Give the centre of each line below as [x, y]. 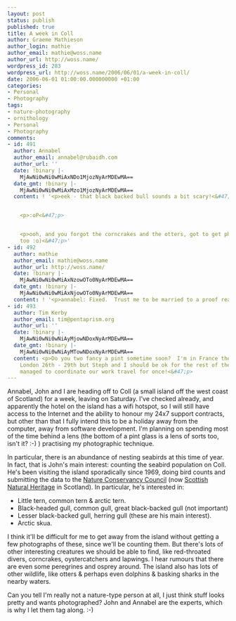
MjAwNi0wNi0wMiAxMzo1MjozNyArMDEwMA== [77, 190]
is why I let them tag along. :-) [51, 610]
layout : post [26, 14]
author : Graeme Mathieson [45, 40]
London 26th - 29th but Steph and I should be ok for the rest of [119, 365]
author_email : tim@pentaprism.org [64, 319]
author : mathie [36, 254]
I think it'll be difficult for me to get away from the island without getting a [113, 537]
